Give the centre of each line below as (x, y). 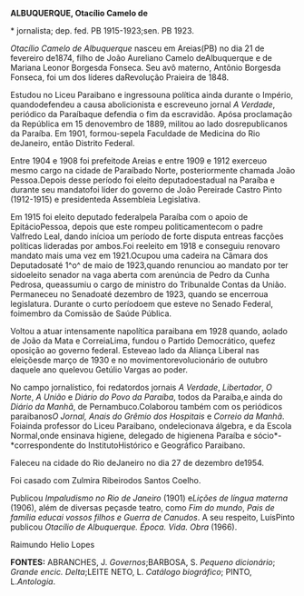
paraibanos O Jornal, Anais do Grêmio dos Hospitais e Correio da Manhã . (147, 416)
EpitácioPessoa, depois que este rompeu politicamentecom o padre (137, 227)
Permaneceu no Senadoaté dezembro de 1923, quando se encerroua (139, 294)
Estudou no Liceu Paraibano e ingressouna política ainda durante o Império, (152, 95)
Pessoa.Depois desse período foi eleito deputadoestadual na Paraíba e (143, 180)
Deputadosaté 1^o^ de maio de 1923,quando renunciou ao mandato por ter (149, 265)
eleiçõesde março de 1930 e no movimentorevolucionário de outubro (139, 360)
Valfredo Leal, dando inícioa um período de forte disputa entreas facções (147, 236)
